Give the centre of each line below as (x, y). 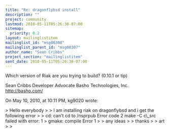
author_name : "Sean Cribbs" (35, 52)
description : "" (22, 15)
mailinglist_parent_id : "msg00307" (43, 47)
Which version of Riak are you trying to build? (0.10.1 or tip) (66, 76)
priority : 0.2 (25, 33)
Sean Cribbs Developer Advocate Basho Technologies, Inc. (67, 86)
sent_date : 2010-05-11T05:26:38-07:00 (46, 61)
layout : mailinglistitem (31, 38)
